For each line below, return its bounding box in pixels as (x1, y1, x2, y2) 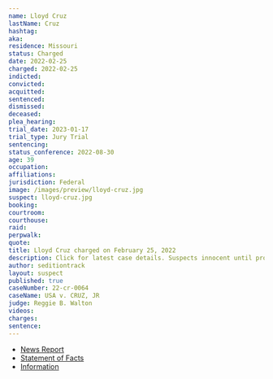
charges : (8, 314, 38, 322)
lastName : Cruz (8, 20, 60, 28)
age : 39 (8, 155, 35, 163)
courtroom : (8, 208, 45, 216)
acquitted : (8, 87, 45, 96)
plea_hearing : (8, 118, 57, 126)
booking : (8, 201, 38, 209)
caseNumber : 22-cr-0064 (8, 284, 89, 293)
